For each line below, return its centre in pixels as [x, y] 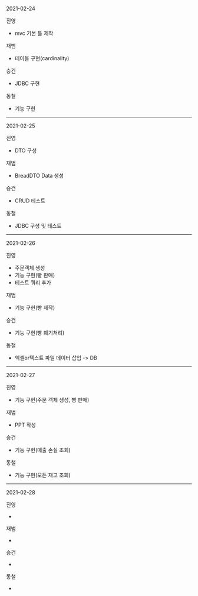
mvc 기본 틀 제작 [34, 33]
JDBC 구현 [27, 83]
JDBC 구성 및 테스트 [38, 226]
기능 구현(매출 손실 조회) [42, 450]
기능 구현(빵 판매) [35, 275]
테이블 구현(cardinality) [42, 58]
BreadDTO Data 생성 [39, 176]
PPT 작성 [25, 425]
